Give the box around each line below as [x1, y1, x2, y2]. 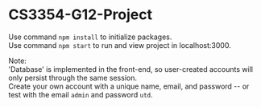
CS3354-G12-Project [8, 6, 153, 24]
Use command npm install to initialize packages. [8, 32, 172, 42]
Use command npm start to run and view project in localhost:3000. [8, 40, 231, 50]
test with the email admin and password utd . [8, 89, 153, 99]
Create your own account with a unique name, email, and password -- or [8, 81, 250, 91]
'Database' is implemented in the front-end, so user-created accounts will [8, 64, 254, 73]
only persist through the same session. [8, 73, 137, 82]
